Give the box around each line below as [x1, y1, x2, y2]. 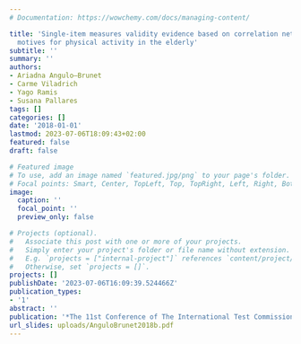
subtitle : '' [9, 46, 58, 55]
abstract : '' [9, 304, 58, 313]
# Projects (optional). [9, 229, 99, 238]
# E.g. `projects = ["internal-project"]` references [9, 253, 222, 263]
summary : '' [9, 55, 54, 64]
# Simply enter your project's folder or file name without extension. [9, 245, 291, 254]
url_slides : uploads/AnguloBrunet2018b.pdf [9, 321, 175, 330]
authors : [9, 63, 42, 72]
